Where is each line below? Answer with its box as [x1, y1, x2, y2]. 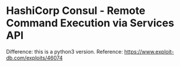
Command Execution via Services [6, 16, 175, 30]
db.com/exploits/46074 [6, 54, 63, 61]
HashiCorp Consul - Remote [6, 4, 146, 17]
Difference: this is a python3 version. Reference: [6, 48, 124, 55]
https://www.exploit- [124, 48, 175, 55]
